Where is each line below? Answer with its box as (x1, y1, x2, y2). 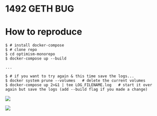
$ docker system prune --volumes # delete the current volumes (5, 78, 145, 83)
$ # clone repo (5, 47, 37, 52)
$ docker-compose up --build (5, 56, 67, 61)
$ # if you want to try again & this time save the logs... (5, 74, 135, 79)
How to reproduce (5, 26, 82, 38)
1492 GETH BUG (5, 3, 74, 15)
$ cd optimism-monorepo (5, 51, 56, 57)
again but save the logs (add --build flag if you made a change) (5, 87, 148, 92)
